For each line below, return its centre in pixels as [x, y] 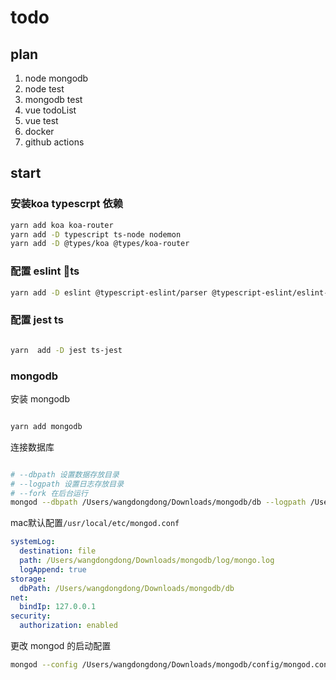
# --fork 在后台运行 [49, 493]
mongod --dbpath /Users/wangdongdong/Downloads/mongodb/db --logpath [158, 502]
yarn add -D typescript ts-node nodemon [96, 234]
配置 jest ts [37, 320]
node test [44, 89]
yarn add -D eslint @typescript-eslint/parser [109, 292]
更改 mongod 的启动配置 [61, 646]
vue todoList [50, 110]
